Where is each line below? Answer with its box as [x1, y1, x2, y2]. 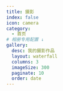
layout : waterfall [11, 53, 58, 59]
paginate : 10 [11, 70, 44, 76]
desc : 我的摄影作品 [11, 48, 55, 54]
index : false [6, 14, 39, 20]
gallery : [6, 43, 28, 48]
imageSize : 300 [11, 64, 50, 71]
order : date [11, 75, 42, 81]
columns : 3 [11, 59, 39, 65]
